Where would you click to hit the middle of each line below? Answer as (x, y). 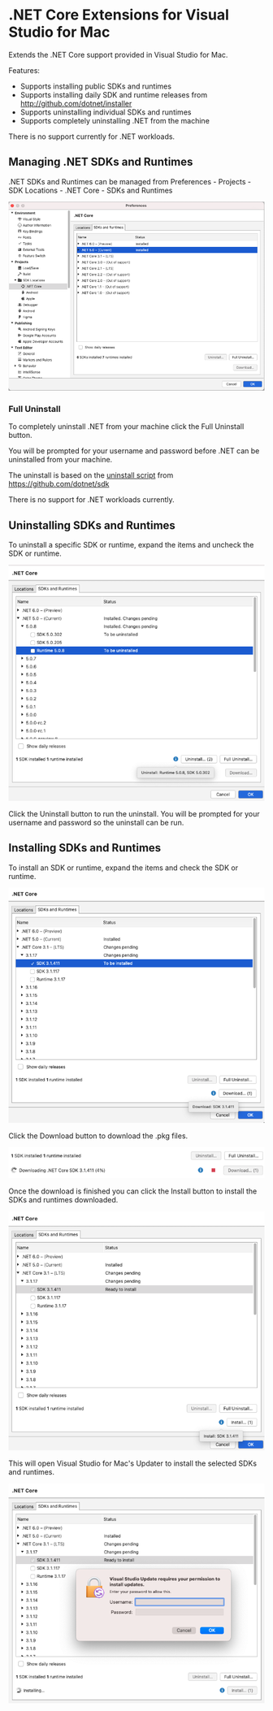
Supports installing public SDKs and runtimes (96, 86)
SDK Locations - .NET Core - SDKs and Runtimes (91, 190)
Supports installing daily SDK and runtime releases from (114, 94)
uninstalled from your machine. (61, 460)
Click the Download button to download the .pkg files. (98, 1136)
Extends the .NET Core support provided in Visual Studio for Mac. (118, 54)
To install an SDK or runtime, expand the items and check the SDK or (123, 868)
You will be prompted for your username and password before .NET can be (134, 451)
